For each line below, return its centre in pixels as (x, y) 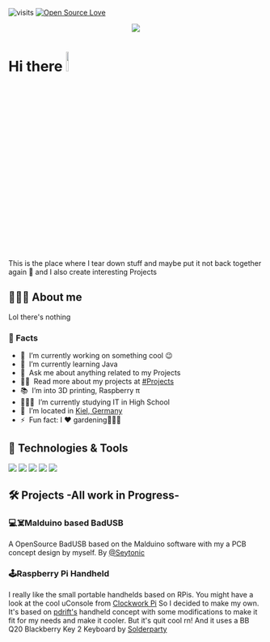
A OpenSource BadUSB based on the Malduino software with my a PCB (127, 544)
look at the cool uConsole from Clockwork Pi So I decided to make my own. (134, 603)
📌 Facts (23, 338)
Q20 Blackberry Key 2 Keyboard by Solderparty (88, 629)
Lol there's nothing (40, 317)
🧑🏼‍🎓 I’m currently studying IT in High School (95, 402)
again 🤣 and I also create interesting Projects (83, 272)
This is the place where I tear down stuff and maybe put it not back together (135, 263)
